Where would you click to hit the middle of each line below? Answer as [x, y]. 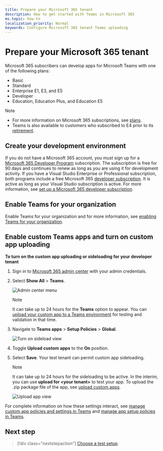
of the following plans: [27, 71]
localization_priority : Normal [37, 23]
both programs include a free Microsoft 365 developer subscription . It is [78, 178]
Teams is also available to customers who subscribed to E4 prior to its [83, 125]
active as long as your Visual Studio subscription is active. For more [73, 184]
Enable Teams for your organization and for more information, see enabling [81, 216]
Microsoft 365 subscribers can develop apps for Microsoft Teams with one [80, 66]
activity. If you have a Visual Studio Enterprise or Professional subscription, [81, 173]
